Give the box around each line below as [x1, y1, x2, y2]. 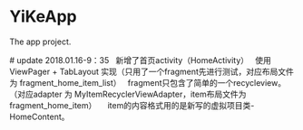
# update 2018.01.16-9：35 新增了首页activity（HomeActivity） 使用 [9, 54, 272, 65]
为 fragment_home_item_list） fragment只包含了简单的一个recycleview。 [9, 77, 287, 88]
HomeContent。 [9, 111, 70, 122]
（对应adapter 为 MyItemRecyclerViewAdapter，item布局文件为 [9, 88, 247, 99]
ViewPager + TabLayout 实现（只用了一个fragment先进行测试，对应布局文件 [9, 66, 295, 77]
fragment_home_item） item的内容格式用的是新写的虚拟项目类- [9, 99, 255, 110]
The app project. [9, 36, 72, 47]
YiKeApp [9, 6, 77, 27]
